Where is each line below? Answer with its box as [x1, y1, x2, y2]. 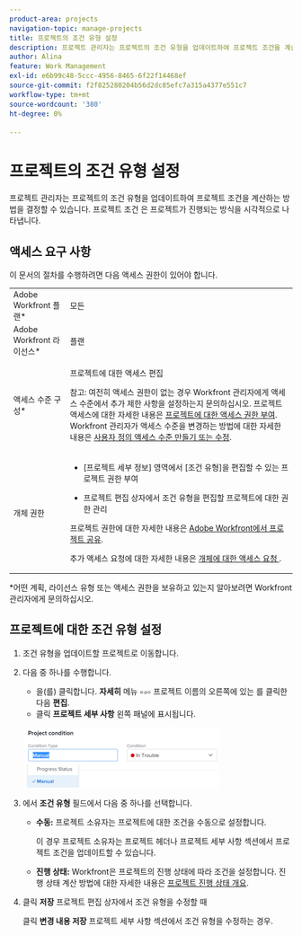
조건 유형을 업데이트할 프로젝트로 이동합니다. [22, 648, 180, 658]
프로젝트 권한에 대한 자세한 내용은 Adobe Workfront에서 [69, 522, 268, 534]
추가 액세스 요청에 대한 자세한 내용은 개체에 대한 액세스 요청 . [69, 552, 282, 563]
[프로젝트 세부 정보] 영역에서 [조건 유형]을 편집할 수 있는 [83, 462, 280, 472]
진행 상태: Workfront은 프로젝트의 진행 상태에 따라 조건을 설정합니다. [35, 866, 277, 877]
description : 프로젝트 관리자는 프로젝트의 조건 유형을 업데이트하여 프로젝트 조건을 [9, 43, 281, 52]
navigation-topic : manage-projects [9, 23, 143, 33]
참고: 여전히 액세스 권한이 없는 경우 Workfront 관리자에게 [69, 387, 270, 398]
